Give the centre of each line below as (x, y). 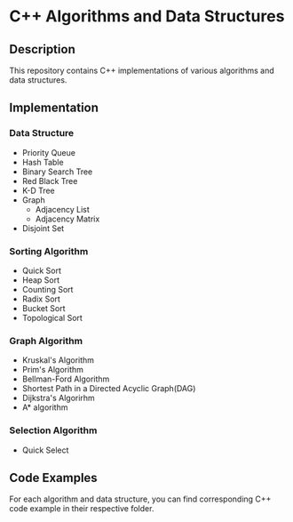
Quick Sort (42, 270)
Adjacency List (63, 209)
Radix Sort (41, 299)
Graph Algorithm (46, 341)
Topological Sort (52, 317)
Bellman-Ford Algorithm (66, 379)
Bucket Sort (44, 308)
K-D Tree (38, 190)
